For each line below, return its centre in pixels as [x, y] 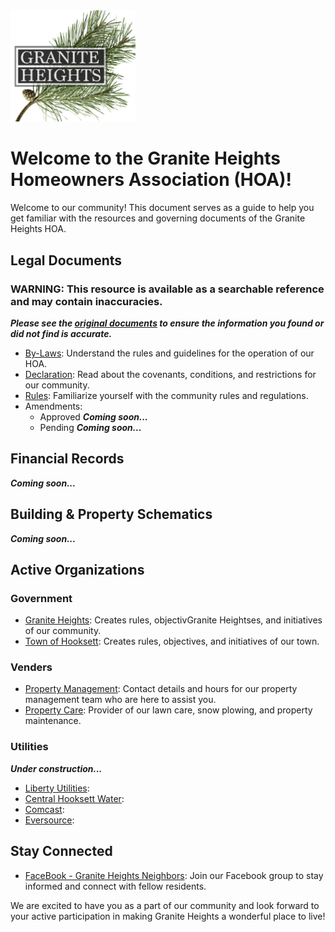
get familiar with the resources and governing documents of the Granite [158, 218]
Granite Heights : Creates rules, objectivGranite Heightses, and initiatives [173, 620]
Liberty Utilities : [57, 788]
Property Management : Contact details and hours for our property [161, 689]
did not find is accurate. [61, 333]
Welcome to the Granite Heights [145, 158]
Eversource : [49, 820]
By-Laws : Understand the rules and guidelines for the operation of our [169, 353]
